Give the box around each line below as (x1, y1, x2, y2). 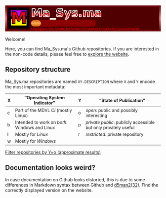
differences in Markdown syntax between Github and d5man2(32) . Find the (5, 182, 159, 188)
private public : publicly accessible (85, 119, 155, 125)
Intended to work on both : (15, 119, 68, 125)
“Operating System (24, 95, 65, 101)
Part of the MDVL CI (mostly (15, 107, 73, 113)
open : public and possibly (85, 107, 138, 113)
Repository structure (5, 65, 71, 74)
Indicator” (34, 100, 55, 106)
